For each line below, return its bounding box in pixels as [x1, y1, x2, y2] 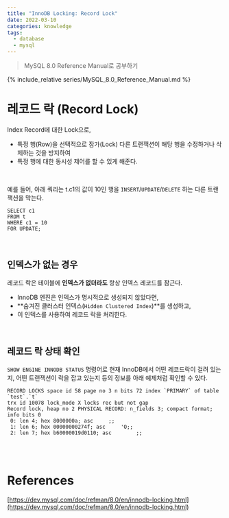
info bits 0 [7, 411, 41, 419]
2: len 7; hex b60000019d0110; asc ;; [10, 429, 143, 436]
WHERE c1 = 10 [7, 219, 48, 226]
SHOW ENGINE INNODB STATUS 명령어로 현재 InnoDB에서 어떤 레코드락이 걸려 [7, 365, 209, 373]
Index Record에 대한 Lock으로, [7, 125, 91, 134]
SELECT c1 [7, 207, 36, 214]
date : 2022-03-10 [7, 16, 57, 23]
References [7, 473, 74, 488]
